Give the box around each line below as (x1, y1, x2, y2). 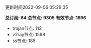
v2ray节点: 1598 (12, 32, 46, 37)
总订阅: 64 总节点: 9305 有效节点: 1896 (5, 15, 87, 21)
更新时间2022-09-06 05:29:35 (5, 4, 68, 10)
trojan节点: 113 (12, 25, 42, 31)
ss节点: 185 (12, 38, 36, 44)
